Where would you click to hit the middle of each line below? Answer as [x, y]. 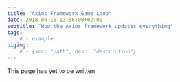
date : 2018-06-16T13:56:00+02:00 [55, 20]
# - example [36, 39]
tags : [15, 32]
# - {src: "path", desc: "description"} [78, 52]
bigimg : [18, 45]
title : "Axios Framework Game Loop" [59, 13]
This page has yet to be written [51, 71]
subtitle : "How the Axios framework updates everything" [90, 26]
